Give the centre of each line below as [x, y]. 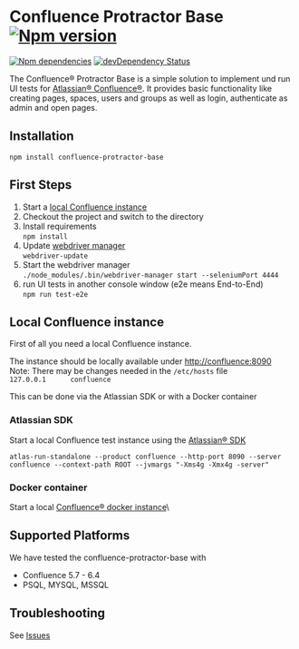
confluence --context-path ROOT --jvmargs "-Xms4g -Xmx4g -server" [140, 465]
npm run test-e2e [55, 294]
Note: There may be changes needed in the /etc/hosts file [119, 371]
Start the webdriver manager [76, 264]
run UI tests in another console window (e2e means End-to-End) [143, 284]
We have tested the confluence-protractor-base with [108, 557]
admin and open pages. [53, 107]
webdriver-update [55, 256]
